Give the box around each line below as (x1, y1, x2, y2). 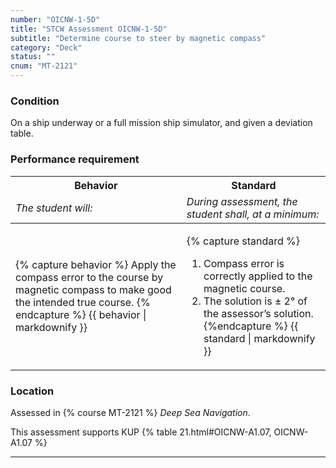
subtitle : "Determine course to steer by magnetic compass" (10, 33, 267, 43)
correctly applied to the (203, 269, 313, 283)
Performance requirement (10, 152, 140, 166)
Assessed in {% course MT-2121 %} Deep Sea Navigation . (10, 406, 251, 418)
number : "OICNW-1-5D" (10, 14, 101, 25)
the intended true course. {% (15, 295, 151, 309)
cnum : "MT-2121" (10, 61, 78, 71)
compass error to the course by (15, 270, 164, 284)
